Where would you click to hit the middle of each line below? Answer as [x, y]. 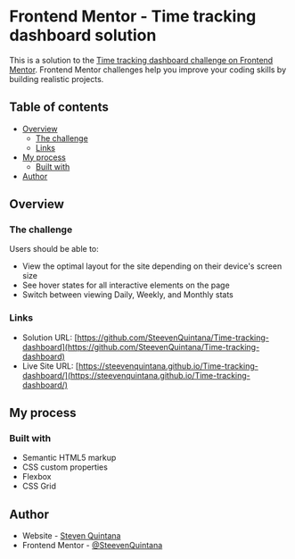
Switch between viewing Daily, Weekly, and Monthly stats [127, 295]
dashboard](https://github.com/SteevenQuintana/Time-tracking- [141, 346]
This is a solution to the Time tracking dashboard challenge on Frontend [141, 60]
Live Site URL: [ [50, 366]
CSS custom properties [65, 467]
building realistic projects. [57, 79]
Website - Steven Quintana [71, 536]
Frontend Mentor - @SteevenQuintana [92, 546]
